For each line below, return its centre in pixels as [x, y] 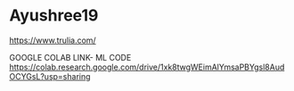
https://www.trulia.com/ [53, 40]
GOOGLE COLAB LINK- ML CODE [70, 57]
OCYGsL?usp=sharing [50, 76]
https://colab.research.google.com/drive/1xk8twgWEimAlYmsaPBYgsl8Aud [147, 67]
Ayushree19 [54, 16]
